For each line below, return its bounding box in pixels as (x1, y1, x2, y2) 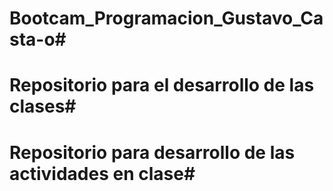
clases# (9, 95, 77, 118)
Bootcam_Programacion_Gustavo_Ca (9, 7, 324, 30)
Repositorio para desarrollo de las (9, 141, 296, 164)
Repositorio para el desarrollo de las (9, 74, 315, 97)
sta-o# (9, 28, 67, 51)
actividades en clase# (9, 162, 196, 185)
